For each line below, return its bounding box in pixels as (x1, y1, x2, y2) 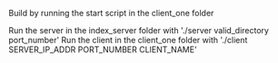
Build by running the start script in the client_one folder (8, 8, 214, 18)
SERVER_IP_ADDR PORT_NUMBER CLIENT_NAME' (8, 44, 197, 55)
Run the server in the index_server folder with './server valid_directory (8, 25, 270, 35)
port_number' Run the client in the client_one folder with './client (8, 35, 248, 45)
